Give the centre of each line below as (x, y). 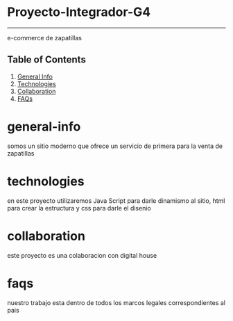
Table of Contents (47, 60)
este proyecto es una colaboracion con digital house (82, 255)
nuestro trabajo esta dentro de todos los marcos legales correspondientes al (116, 302)
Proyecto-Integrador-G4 (79, 12)
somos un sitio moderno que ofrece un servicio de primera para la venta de (115, 146)
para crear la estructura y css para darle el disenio (79, 208)
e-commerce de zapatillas (44, 38)
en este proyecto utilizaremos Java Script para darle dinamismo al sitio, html (116, 200)
